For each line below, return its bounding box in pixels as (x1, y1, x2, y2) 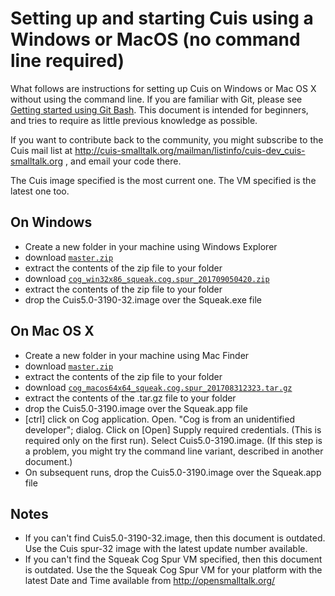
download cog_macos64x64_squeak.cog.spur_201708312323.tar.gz (24, 381, 293, 393)
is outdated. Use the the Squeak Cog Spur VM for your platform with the (24, 564, 323, 576)
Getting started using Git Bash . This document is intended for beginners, (10, 103, 309, 116)
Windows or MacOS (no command (10, 28, 301, 51)
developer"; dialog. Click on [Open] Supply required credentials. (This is (24, 423, 322, 436)
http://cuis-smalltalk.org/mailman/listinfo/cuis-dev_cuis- (74, 144, 306, 156)
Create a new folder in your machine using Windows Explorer (24, 240, 278, 252)
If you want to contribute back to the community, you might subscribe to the (10, 133, 324, 146)
